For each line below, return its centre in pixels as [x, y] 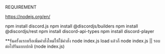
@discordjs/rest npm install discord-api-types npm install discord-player [80, 31]
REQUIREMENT [21, 7]
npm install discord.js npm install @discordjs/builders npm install [72, 26]
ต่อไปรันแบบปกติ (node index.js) [35, 46]
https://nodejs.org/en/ [28, 16]
